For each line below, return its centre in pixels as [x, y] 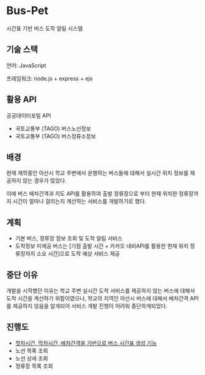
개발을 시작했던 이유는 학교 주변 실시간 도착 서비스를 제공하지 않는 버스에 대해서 [101, 291]
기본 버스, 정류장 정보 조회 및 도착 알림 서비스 [69, 239]
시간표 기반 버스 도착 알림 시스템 [45, 28]
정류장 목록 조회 [34, 366]
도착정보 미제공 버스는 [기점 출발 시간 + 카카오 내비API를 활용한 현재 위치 [102, 246]
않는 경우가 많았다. [45, 180]
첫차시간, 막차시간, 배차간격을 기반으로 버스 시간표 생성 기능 [86, 343]
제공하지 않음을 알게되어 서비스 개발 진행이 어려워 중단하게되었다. [90, 306]
